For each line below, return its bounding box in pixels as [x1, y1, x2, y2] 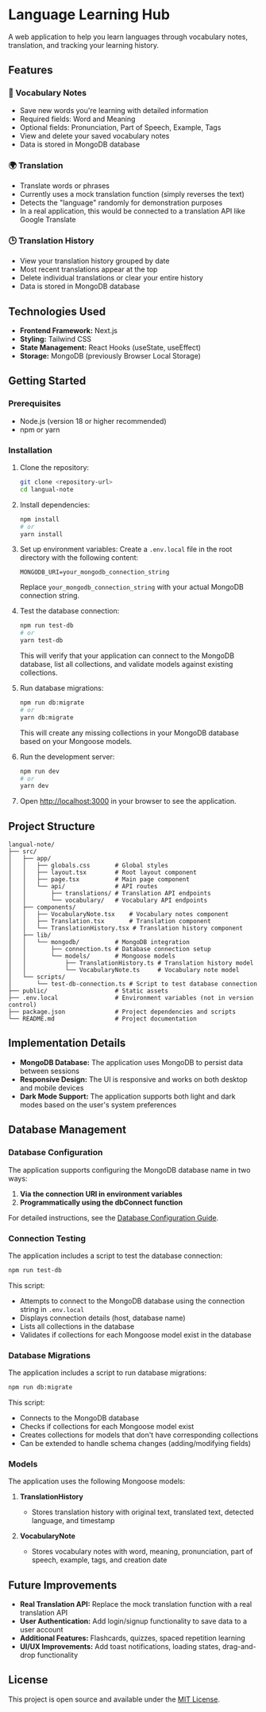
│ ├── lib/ [8, 931, 52, 939]
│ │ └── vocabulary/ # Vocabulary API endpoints [8, 896, 208, 905]
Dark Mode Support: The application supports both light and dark [19, 1091, 236, 1101]
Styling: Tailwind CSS [19, 335, 92, 344]
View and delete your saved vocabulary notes [19, 131, 170, 140]
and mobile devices [19, 1083, 84, 1092]
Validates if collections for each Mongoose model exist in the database [19, 1330, 252, 1339]
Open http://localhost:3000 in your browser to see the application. [19, 797, 237, 806]
